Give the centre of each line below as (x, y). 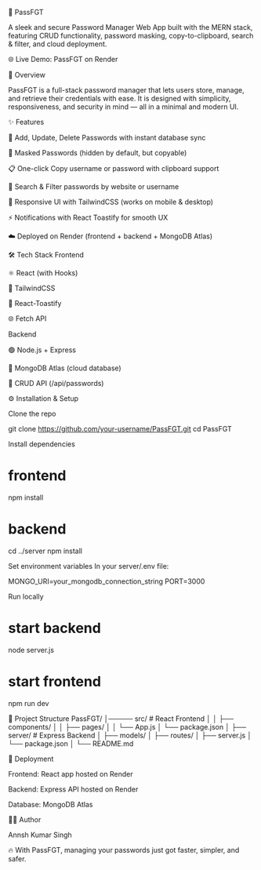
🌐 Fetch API (27, 319)
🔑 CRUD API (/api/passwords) (56, 383)
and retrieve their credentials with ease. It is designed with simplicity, (120, 98)
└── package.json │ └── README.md (71, 743)
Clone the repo (32, 413)
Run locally (26, 596)
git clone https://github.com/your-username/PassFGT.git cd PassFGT (120, 429)
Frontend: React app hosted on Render (71, 774)
